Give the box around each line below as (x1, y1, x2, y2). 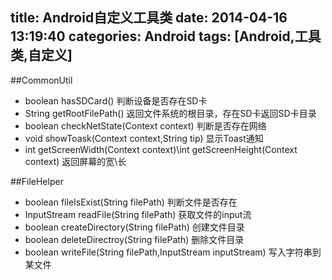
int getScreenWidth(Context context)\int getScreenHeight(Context (24, 143, 298, 155)
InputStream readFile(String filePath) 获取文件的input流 (24, 208, 252, 220)
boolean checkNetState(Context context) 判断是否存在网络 (24, 119, 267, 132)
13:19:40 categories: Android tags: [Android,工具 (10, 28, 322, 45)
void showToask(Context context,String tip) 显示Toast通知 (24, 132, 264, 144)
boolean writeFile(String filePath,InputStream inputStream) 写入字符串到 (24, 246, 322, 258)
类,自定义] (10, 47, 73, 64)
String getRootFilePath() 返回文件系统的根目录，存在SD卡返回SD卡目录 (24, 107, 317, 119)
